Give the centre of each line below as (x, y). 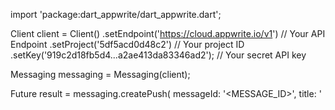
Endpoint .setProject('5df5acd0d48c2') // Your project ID (127, 44)
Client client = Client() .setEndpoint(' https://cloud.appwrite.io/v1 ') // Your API (168, 33)
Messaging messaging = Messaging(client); (100, 74)
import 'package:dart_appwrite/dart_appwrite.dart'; (116, 14)
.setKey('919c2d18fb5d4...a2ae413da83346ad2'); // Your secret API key (158, 55)
